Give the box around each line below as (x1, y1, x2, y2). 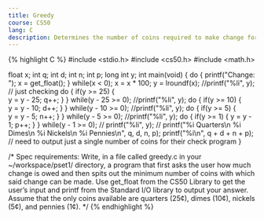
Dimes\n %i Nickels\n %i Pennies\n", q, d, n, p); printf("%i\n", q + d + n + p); (8, 129, 254, 138)
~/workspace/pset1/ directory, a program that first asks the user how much (8, 160, 251, 170)
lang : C (8, 26, 34, 34)
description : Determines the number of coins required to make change (8, 33, 244, 42)
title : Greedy (8, 11, 55, 20)
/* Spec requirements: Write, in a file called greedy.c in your (8, 152, 202, 162)
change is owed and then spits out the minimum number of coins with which (8, 169, 255, 178)
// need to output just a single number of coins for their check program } (8, 137, 242, 146)
